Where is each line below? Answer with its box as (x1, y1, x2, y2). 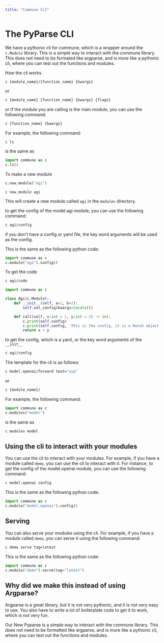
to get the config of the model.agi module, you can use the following (5, 207, 143, 214)
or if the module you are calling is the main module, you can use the (5, 107, 142, 112)
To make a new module (5, 171, 53, 177)
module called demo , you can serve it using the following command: (5, 535, 141, 541)
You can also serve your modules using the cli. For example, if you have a (5, 530, 154, 536)
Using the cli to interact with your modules (5, 442, 137, 450)
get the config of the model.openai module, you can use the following (5, 466, 146, 472)
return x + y (23, 328, 50, 333)
